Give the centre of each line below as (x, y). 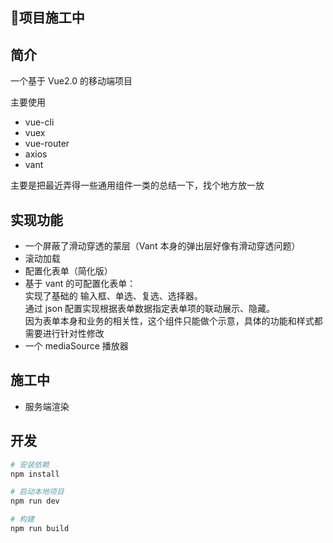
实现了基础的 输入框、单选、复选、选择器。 (113, 296)
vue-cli (39, 122)
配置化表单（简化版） (68, 271)
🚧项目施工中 (47, 18)
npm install (35, 474)
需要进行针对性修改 (64, 334)
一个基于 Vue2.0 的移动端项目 (71, 81)
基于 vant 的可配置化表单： (80, 284)
